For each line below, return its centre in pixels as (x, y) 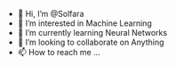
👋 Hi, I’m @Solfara (51, 14)
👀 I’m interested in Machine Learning (85, 23)
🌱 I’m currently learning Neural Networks (92, 33)
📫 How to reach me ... (59, 52)
